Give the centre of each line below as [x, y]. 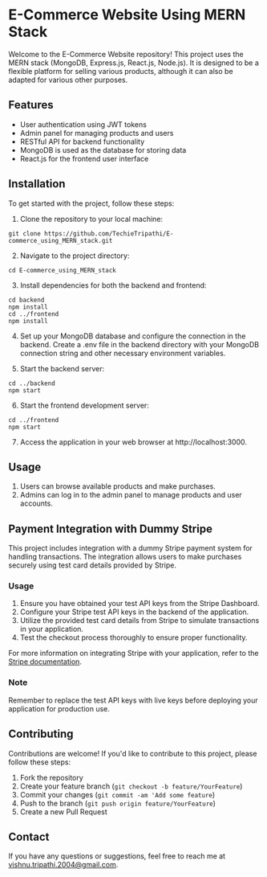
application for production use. [59, 708]
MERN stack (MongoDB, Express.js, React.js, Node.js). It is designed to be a [133, 63]
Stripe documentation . [45, 662]
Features [31, 105]
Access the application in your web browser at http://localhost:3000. [133, 442]
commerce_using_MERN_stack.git [61, 240]
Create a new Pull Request [64, 811]
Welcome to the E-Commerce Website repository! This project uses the [126, 54]
